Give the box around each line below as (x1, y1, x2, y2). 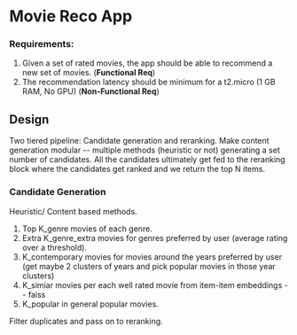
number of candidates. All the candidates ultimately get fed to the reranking (9, 154, 285, 165)
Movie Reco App (9, 6, 133, 27)
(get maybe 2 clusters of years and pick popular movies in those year (21, 261, 277, 271)
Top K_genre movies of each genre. (21, 223, 152, 234)
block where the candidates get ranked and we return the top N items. (9, 164, 266, 175)
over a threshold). (21, 242, 87, 253)
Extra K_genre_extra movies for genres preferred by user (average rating (21, 232, 288, 243)
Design (9, 112, 50, 127)
